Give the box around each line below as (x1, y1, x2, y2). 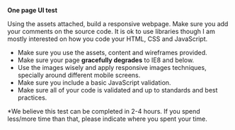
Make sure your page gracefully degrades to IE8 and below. (17, 56, 195, 64)
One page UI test (7, 6, 58, 14)
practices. (17, 93, 47, 102)
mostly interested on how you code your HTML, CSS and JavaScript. (7, 35, 208, 43)
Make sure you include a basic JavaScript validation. (17, 78, 171, 87)
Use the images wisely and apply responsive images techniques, (17, 64, 207, 71)
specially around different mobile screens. (17, 71, 141, 79)
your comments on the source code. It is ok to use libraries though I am (7, 28, 216, 35)
